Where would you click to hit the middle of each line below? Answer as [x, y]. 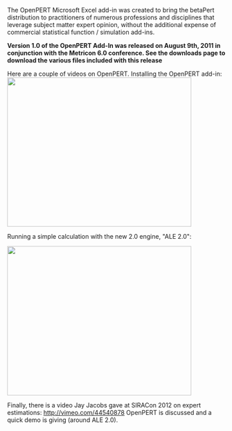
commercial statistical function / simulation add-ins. [81, 32]
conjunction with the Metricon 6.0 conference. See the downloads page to [116, 53]
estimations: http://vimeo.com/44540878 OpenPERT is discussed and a [110, 413]
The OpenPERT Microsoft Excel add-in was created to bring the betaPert [111, 10]
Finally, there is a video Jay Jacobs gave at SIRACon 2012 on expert [104, 405]
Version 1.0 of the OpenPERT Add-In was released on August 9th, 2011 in [114, 45]
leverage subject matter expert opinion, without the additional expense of [112, 25]
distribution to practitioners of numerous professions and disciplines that [111, 17]
